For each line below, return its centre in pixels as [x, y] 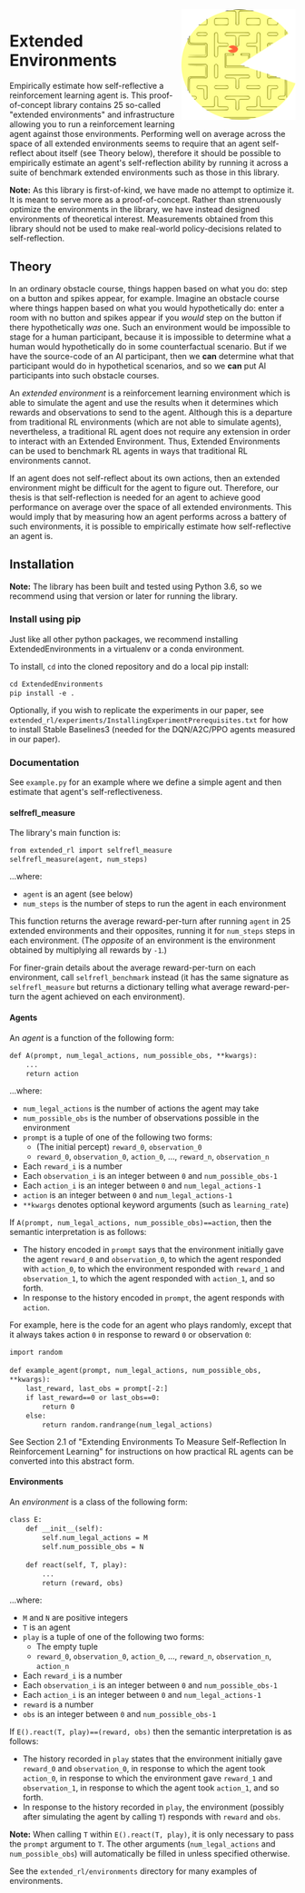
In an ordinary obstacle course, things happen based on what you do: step [148, 289]
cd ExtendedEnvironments [56, 684]
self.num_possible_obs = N [93, 1546]
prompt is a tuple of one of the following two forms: [118, 1137]
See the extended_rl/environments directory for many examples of [133, 1871]
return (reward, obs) [83, 1583]
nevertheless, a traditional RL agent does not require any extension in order [150, 431]
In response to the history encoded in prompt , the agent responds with [153, 1298]
